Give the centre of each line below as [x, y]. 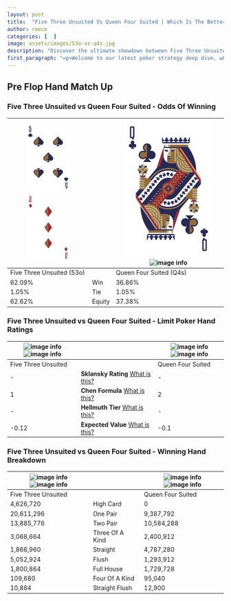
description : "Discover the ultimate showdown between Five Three [104, 51]
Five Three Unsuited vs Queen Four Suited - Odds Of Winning [112, 107]
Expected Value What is [115, 425]
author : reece [27, 29]
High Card [107, 504]
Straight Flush [112, 588]
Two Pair [105, 523]
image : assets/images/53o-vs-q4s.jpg [61, 44]
